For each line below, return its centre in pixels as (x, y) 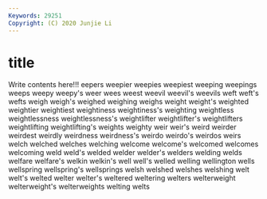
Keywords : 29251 (35, 16)
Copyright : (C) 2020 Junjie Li (60, 23)
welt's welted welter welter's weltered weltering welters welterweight (122, 178)
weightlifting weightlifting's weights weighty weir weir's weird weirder (122, 127)
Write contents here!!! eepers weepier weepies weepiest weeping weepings (133, 85)
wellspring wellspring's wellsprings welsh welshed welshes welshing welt (129, 169)
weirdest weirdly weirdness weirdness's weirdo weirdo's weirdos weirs (125, 136)
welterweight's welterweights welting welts (79, 187)
